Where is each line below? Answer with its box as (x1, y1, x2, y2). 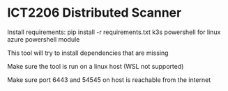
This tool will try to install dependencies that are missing (7, 49, 169, 57)
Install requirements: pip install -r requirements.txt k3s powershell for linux (7, 28, 221, 36)
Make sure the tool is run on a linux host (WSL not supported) (7, 62, 184, 70)
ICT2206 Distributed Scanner (7, 5, 182, 21)
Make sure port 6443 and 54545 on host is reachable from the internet (7, 75, 211, 84)
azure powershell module (7, 35, 80, 43)
